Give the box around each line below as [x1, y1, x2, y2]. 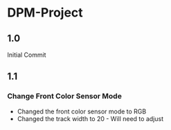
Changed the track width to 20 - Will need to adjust [17, 114, 164, 122]
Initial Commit [7, 50, 46, 59]
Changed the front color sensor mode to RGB [17, 107, 147, 115]
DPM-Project [7, 5, 83, 21]
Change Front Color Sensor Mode [7, 91, 123, 101]
